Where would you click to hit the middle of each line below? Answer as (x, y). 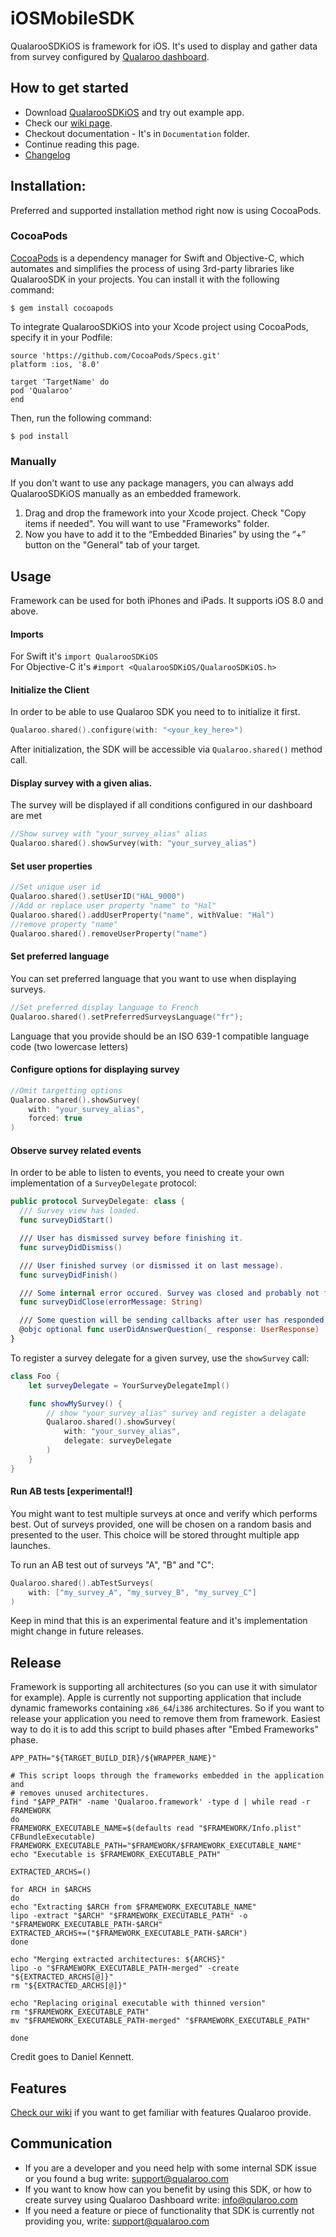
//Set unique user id (55, 887)
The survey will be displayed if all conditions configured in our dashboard (161, 805)
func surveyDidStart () (66, 1220)
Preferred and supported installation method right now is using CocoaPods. (166, 210)
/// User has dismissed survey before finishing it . (131, 1238)
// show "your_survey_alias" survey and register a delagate (176, 1413)
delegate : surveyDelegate (117, 1441)
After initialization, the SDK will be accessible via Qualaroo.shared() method (166, 749)
